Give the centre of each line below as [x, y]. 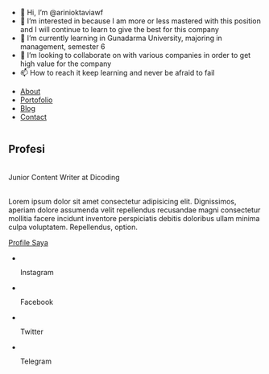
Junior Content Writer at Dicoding [64, 177]
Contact [33, 117]
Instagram [37, 272]
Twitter [32, 331]
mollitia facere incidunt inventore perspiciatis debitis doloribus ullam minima [134, 218]
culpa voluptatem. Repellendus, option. [73, 227]
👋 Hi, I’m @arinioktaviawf [61, 12]
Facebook [37, 302]
